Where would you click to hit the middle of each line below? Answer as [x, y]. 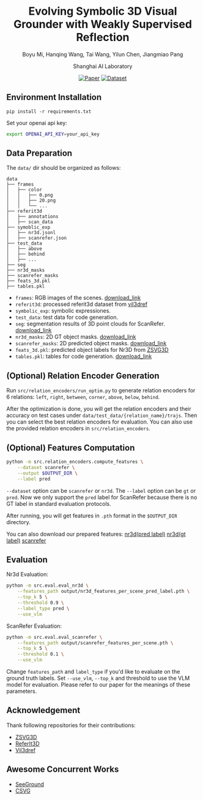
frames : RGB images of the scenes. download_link [78, 298]
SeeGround [30, 784]
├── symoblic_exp [28, 227]
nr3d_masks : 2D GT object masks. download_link [76, 337]
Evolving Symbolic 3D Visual [103, 11]
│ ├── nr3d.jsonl [31, 233]
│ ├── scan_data [30, 222]
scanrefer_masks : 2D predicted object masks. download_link [91, 343]
